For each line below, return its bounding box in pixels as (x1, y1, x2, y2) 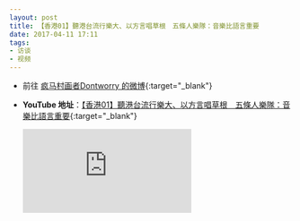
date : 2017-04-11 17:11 (9, 30, 99, 38)
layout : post (9, 13, 58, 22)
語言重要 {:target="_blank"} (38, 111, 137, 121)
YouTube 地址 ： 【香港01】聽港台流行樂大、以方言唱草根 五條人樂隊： (22, 99, 283, 110)
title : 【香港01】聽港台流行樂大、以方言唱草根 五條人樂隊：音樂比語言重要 (9, 21, 260, 30)
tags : (9, 38, 30, 47)
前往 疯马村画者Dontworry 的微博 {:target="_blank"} (22, 81, 213, 90)
